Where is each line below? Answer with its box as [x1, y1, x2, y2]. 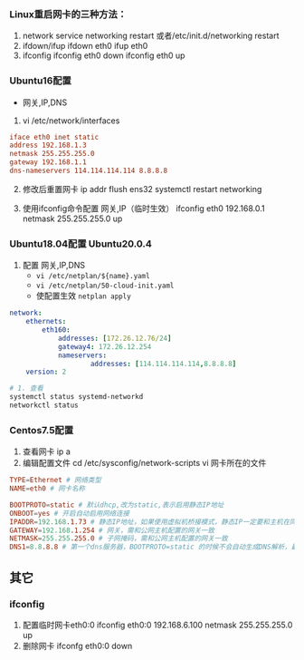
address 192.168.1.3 [9, 141, 88, 150]
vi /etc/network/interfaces [22, 115, 120, 126]
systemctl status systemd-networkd [9, 393, 144, 402]
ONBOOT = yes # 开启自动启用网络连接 [9, 509, 130, 518]
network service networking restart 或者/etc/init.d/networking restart [22, 30, 280, 42]
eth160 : [42, 325, 71, 335]
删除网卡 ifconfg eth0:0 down [22, 640, 133, 651]
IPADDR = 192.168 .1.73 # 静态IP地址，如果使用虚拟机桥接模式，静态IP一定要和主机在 [9, 517, 290, 527]
